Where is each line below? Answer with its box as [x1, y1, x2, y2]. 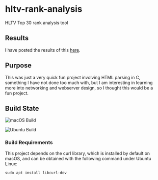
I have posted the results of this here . [5, 47, 80, 53]
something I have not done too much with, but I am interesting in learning [5, 80, 153, 86]
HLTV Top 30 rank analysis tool [5, 20, 68, 26]
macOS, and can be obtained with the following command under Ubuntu [5, 155, 151, 161]
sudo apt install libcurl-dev [5, 170, 67, 175]
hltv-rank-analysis [5, 3, 82, 15]
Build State [5, 104, 39, 113]
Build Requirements [5, 139, 53, 146]
